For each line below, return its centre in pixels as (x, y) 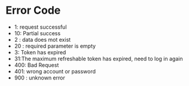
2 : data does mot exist (42, 39)
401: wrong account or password (55, 71)
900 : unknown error (39, 78)
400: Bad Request (36, 65)
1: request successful (40, 27)
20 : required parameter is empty (55, 46)
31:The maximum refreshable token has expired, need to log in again (98, 59)
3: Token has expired (40, 52)
